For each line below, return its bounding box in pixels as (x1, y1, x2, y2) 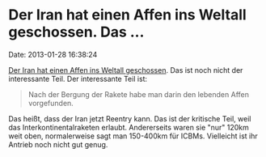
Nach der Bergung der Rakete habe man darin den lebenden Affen (27, 89, 249, 99)
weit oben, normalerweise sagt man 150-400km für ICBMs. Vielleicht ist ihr (8, 131, 259, 141)
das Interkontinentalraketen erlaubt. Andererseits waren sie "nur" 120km (8, 122, 249, 132)
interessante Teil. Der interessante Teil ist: (8, 74, 148, 83)
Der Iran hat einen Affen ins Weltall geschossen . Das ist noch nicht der (8, 65, 243, 74)
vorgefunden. (27, 98, 74, 108)
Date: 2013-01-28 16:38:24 (8, 49, 98, 59)
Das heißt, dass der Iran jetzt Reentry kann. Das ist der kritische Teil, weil (8, 113, 251, 123)
